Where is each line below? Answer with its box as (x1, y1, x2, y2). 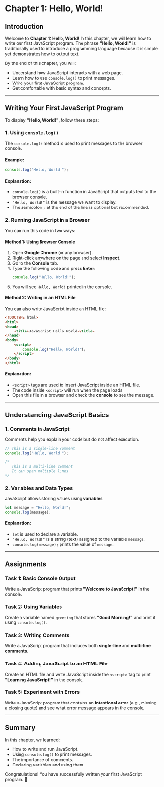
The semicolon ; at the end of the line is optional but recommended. (12, 205, 150, 210)
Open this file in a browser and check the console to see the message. (12, 392, 155, 398)
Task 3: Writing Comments (5, 632, 70, 639)
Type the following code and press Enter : (12, 265, 96, 271)
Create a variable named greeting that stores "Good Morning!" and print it (5, 614, 156, 620)
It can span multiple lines (11, 468, 69, 474)
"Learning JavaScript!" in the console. (5, 677, 84, 683)
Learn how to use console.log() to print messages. (12, 75, 116, 81)
